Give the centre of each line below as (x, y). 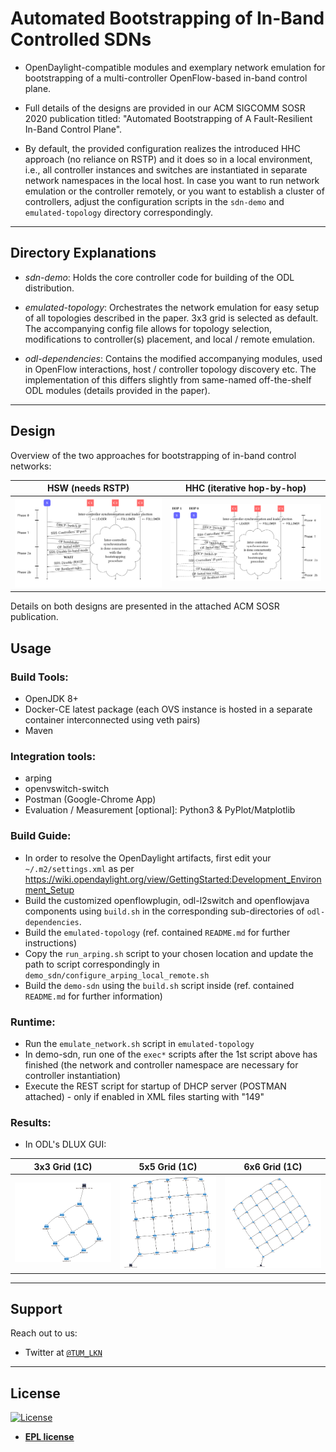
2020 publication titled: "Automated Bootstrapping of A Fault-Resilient (168, 118)
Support (36, 1308)
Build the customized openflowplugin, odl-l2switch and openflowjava (167, 900)
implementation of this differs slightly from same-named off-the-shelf (168, 379)
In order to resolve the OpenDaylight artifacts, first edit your (148, 858)
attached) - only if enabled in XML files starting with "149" (144, 1096)
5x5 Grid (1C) (168, 1166)
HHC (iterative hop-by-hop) (246, 488)
